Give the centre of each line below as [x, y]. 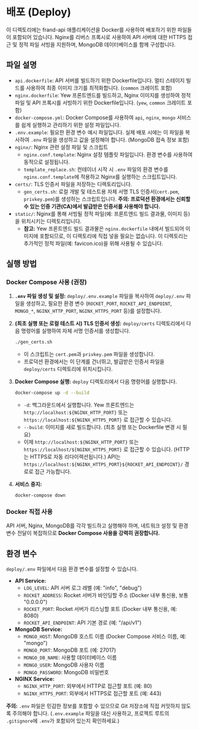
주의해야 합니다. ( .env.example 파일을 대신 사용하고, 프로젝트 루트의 [91, 713]
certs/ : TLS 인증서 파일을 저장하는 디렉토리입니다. [73, 184]
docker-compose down [40, 495]
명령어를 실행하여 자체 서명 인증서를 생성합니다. [76, 331]
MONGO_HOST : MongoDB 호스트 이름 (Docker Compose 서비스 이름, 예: [105, 636]
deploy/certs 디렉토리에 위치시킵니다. [68, 369]
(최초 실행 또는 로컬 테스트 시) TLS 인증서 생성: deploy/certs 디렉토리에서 [100, 324]
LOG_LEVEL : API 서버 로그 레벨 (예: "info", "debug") [83, 588]
